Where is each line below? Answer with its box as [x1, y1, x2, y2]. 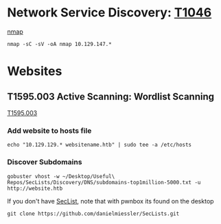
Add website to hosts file [7, 125, 92, 135]
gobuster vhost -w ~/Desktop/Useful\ [7, 173, 115, 179]
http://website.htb [7, 185, 63, 192]
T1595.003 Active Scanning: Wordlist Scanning [7, 90, 215, 102]
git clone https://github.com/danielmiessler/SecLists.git [7, 210, 180, 217]
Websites [7, 64, 62, 79]
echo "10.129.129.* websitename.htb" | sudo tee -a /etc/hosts [7, 142, 192, 149]
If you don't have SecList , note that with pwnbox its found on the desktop [7, 197, 214, 205]
